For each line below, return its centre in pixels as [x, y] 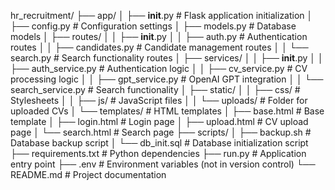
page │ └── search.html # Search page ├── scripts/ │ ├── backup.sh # [161, 132]
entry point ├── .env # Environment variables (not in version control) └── [163, 164]
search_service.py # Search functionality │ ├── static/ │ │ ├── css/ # [155, 89]
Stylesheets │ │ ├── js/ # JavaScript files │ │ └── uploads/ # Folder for [159, 100]
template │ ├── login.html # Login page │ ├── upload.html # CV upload [159, 121]
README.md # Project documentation [88, 174]
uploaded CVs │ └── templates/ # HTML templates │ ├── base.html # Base [167, 111]
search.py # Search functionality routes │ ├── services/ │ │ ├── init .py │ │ [167, 58]
